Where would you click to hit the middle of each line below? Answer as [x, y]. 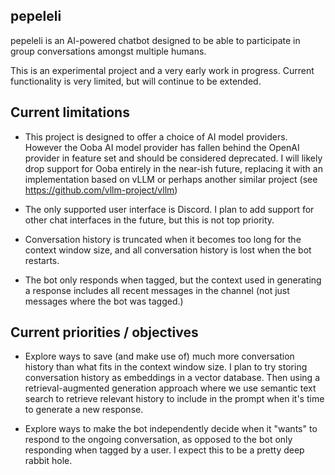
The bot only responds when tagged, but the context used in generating [173, 280]
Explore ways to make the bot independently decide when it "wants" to [171, 429]
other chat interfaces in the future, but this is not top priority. [149, 220]
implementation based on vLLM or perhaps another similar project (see [171, 179]
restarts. [42, 260]
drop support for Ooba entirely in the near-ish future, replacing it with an [173, 168]
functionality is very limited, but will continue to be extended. [136, 81]
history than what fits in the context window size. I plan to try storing [166, 367]
